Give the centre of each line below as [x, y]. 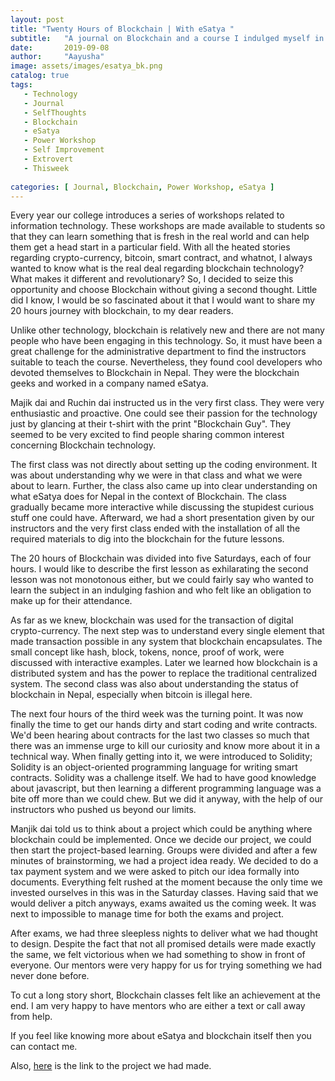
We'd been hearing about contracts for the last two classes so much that [160, 735]
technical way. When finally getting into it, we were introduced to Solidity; [161, 757]
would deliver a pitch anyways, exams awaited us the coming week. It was [163, 903]
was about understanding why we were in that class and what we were [156, 475]
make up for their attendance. [71, 601]
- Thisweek [46, 168]
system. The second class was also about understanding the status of [154, 684]
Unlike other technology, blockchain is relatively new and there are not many [167, 330]
